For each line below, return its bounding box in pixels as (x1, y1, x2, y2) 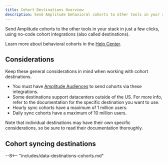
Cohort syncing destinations (5, 139, 96, 148)
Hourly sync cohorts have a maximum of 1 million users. (12, 104, 127, 110)
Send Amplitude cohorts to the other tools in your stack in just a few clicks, (5, 25, 159, 31)
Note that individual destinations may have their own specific (5, 119, 131, 125)
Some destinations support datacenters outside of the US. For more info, (12, 94, 162, 100)
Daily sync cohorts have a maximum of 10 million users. (12, 110, 127, 116)
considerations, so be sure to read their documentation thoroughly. (5, 125, 143, 131)
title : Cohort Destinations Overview (5, 7, 84, 12)
